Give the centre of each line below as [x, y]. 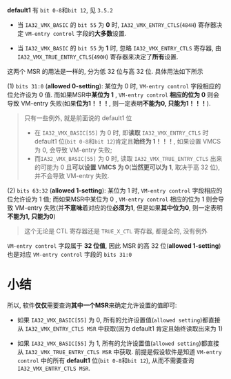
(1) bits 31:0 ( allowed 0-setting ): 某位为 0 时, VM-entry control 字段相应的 [114, 86]
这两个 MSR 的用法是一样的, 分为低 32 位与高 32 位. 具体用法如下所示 [105, 71]
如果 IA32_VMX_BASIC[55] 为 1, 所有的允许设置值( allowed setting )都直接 [118, 343]
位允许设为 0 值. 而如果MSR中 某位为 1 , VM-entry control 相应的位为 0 [106, 95]
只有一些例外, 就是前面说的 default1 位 [78, 118]
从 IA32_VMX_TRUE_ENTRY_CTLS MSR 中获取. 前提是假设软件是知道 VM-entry [119, 351]
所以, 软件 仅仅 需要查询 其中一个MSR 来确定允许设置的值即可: [92, 305]
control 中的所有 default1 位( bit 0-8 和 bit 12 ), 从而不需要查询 [106, 360]
